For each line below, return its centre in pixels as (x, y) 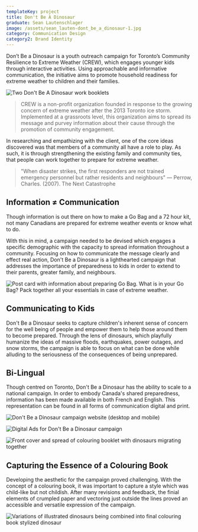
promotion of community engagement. (68, 129)
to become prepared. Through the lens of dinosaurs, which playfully (89, 335)
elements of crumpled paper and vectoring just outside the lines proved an (97, 499)
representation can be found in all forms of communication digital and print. (98, 406)
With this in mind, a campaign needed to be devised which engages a (91, 241)
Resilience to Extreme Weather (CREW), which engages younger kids (90, 62)
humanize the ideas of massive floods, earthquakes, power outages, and (95, 342)
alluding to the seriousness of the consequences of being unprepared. (92, 354)
